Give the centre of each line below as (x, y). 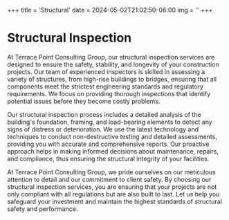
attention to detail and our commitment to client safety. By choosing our (109, 179)
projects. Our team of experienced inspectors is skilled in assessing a (106, 71)
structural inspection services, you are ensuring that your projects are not (112, 187)
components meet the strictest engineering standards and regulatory (106, 86)
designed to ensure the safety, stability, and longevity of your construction (113, 64)
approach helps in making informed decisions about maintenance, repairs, (113, 151)
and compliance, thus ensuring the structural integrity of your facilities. (108, 158)
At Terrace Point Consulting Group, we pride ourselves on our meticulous (111, 172)
